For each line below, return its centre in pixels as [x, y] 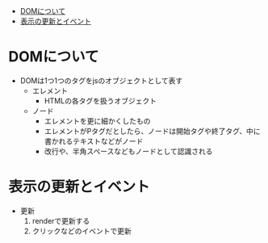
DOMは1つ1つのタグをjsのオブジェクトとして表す [101, 80]
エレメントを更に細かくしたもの [97, 121]
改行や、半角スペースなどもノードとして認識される [128, 151]
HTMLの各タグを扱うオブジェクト [100, 101]
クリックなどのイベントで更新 [82, 231]
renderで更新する [61, 220]
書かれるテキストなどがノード [94, 141]
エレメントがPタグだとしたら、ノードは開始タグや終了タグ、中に [152, 131]
